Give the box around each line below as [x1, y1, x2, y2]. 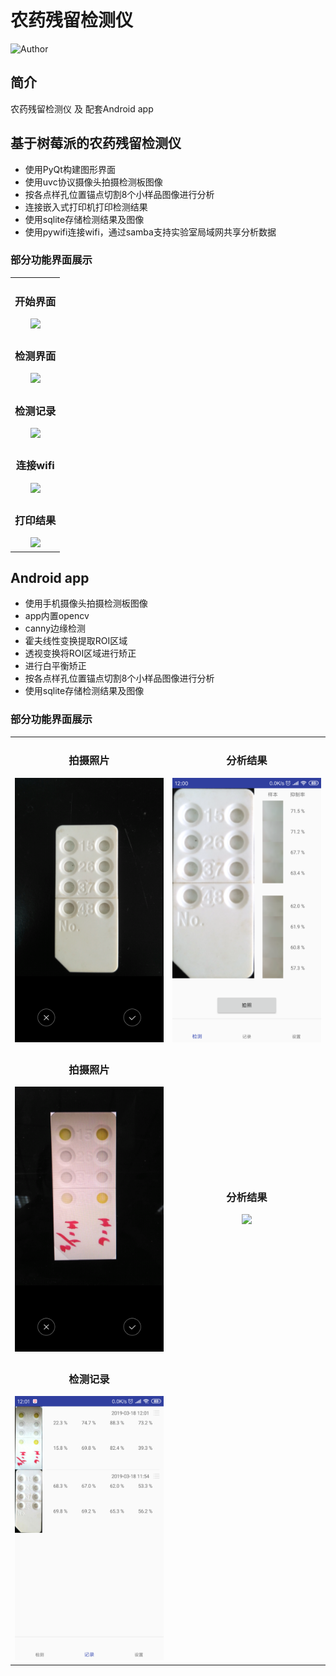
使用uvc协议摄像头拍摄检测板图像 [24, 176, 163, 188]
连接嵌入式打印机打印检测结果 [24, 201, 148, 213]
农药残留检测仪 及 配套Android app [10, 102, 154, 115]
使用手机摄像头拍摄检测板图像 [24, 597, 148, 610]
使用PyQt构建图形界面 [24, 163, 116, 175]
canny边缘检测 [24, 622, 86, 635]
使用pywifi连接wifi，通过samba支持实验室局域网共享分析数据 [24, 226, 277, 238]
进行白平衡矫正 [24, 660, 87, 672]
